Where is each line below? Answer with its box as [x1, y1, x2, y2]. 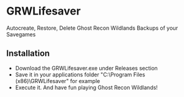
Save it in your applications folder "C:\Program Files [15, 71, 146, 78]
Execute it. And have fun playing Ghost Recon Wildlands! [15, 84, 158, 91]
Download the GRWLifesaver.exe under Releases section [15, 64, 158, 72]
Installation [6, 48, 50, 59]
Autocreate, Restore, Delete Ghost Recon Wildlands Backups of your [6, 24, 179, 32]
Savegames [6, 30, 36, 38]
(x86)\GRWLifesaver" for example [15, 77, 101, 84]
